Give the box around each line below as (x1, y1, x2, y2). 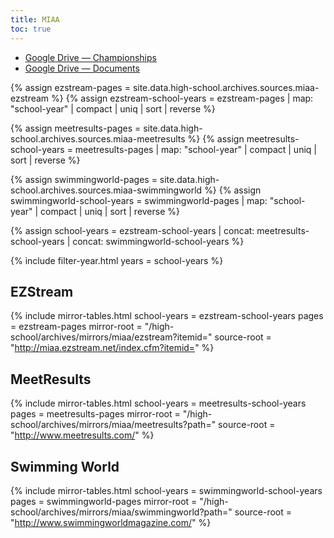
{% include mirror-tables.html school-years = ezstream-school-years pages (10, 310, 324, 322)
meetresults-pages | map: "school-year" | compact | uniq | (74, 143, 317, 155)
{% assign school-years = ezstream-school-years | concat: (10, 224, 255, 236)
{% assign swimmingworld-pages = (10, 173, 158, 185)
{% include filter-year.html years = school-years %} (10, 254, 224, 266)
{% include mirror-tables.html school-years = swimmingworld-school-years (10, 484, 323, 496)
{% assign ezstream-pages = (10, 81, 131, 93)
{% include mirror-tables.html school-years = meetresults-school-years (10, 397, 307, 410)
